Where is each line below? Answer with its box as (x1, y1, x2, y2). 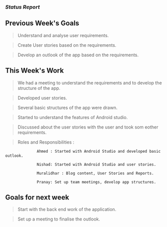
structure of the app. (17, 85, 60, 91)
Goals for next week (5, 193, 69, 201)
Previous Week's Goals (5, 19, 79, 28)
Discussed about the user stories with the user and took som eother (17, 124, 158, 130)
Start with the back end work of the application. (17, 206, 117, 212)
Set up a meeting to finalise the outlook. (17, 216, 101, 222)
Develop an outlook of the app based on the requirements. (17, 52, 139, 58)
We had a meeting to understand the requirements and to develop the (17, 79, 162, 86)
